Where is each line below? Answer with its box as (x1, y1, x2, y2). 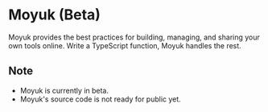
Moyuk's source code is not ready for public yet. (19, 94, 181, 104)
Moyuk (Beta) (8, 6, 101, 24)
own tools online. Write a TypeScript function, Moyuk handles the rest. (8, 40, 241, 50)
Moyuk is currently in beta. (19, 85, 109, 95)
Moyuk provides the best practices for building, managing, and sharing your (8, 32, 260, 42)
